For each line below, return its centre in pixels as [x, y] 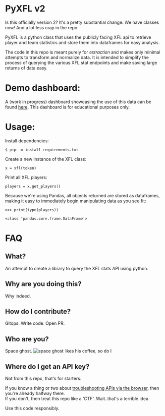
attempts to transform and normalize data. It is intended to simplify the [77, 57]
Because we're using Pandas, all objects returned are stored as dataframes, [82, 195]
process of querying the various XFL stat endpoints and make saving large [81, 62]
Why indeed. [18, 296]
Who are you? [27, 339]
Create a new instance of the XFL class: [46, 159]
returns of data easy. [27, 68]
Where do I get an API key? [47, 367]
